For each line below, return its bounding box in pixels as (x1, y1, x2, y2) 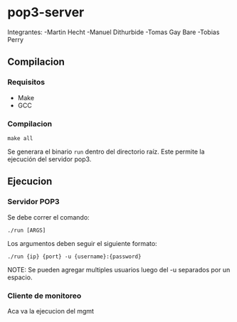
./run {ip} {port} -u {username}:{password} (7, 253, 142, 260)
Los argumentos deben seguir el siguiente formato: (7, 239, 158, 247)
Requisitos (7, 77, 45, 87)
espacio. (7, 273, 33, 281)
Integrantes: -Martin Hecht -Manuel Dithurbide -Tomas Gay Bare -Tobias (7, 28, 220, 36)
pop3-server (7, 4, 85, 21)
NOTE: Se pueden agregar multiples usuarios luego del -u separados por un (7, 265, 231, 274)
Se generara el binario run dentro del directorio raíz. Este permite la (7, 147, 205, 156)
